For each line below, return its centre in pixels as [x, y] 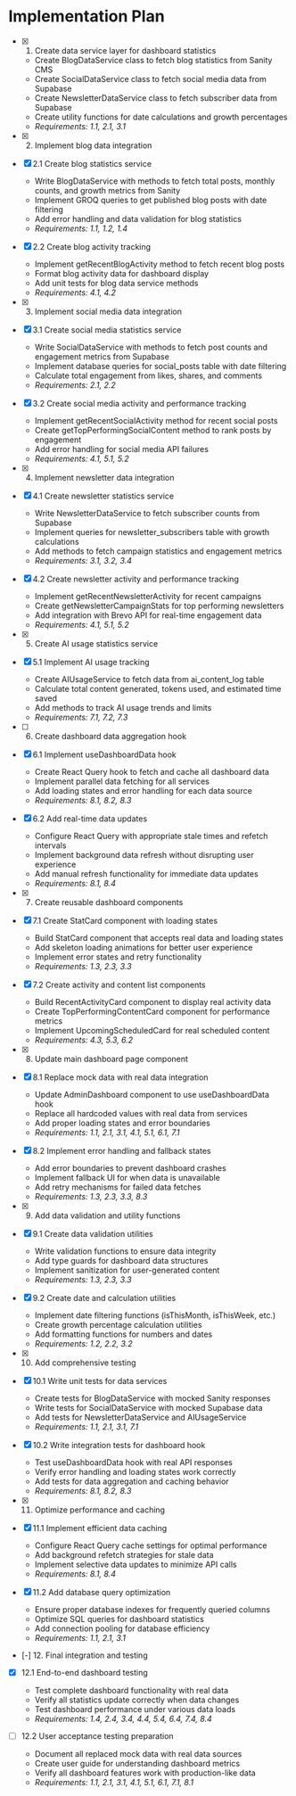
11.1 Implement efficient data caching [100, 1528]
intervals [50, 845]
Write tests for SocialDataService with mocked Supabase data [149, 1407]
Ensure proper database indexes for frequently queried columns [152, 1609]
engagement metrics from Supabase [102, 356]
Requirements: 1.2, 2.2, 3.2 [83, 1343]
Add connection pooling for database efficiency [122, 1628]
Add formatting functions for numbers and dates [123, 1334]
